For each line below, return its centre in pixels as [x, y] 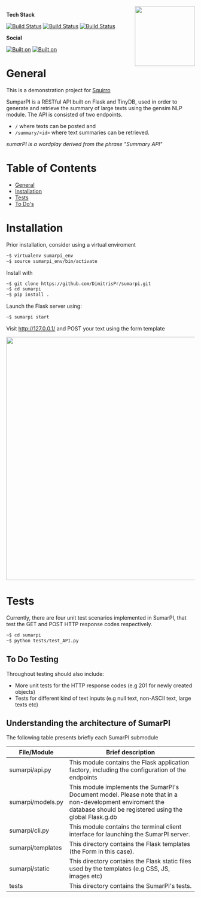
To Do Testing [32, 659]
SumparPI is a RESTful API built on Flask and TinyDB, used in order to [92, 102]
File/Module [36, 753]
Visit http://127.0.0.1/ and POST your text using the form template [86, 329]
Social [14, 38]
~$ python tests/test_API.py [42, 641]
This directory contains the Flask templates [130, 844]
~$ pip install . [28, 295]
